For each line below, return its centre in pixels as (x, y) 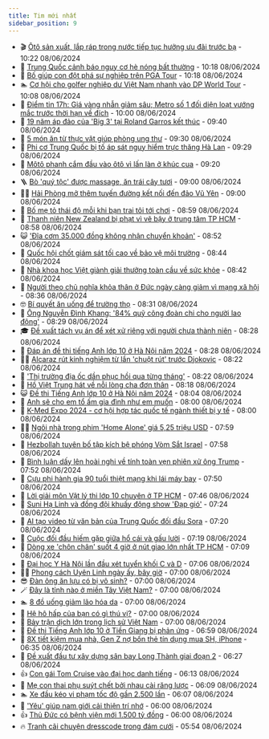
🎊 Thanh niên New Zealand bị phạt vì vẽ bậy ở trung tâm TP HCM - (130, 218)
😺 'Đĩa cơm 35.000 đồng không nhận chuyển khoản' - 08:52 (121, 236)
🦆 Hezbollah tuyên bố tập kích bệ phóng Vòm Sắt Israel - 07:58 (124, 444)
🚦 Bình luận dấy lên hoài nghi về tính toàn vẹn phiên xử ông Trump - (132, 461)
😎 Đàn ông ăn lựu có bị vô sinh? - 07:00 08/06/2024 (108, 581)
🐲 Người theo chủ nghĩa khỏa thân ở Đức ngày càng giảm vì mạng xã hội (139, 286)
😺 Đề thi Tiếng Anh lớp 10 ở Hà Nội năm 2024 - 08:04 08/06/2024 (131, 393)
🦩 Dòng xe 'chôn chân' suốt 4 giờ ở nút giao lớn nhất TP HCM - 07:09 (135, 546)
